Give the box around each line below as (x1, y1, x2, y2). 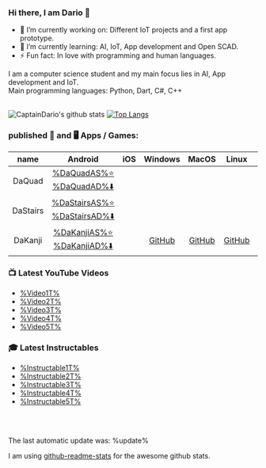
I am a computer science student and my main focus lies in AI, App (8, 69, 226, 78)
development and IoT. (8, 78, 79, 87)
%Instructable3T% (19, 380, 82, 390)
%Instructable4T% (19, 388, 82, 398)
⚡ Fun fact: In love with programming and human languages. (19, 51, 216, 60)
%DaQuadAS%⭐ (51, 167, 115, 178)
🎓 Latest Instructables (8, 342, 99, 353)
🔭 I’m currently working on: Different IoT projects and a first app (19, 25, 228, 35)
